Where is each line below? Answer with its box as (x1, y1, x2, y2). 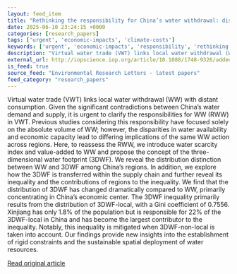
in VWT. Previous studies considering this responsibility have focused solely (7, 118, 229, 126)
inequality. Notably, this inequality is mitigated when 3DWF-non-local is (7, 223, 215, 232)
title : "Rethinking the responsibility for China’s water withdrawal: (7, 17, 219, 24)
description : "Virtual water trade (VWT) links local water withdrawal (7, 50, 222, 57)
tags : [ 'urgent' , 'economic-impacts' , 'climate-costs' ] (7, 37, 175, 44)
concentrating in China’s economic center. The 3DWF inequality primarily (7, 193, 220, 201)
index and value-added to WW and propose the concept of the (7, 148, 190, 156)
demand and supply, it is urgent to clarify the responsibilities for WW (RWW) (7, 110, 229, 119)
